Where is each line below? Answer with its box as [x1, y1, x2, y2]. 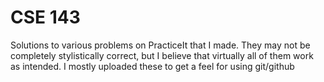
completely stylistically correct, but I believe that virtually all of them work [10, 49, 314, 61]
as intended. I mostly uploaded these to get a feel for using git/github [10, 60, 295, 72]
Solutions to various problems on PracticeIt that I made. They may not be [10, 39, 311, 51]
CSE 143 [10, 6, 81, 29]
